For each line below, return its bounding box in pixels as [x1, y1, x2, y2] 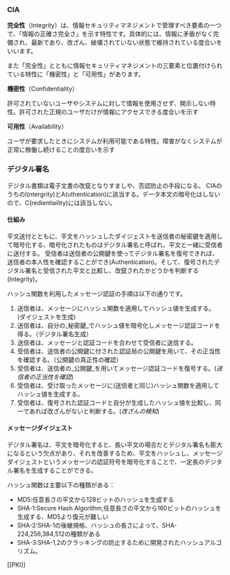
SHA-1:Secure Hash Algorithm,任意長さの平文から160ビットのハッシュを [16, 504, 222, 512]
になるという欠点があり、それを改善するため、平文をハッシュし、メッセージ [7, 449, 223, 457]
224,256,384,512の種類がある [16, 530, 101, 538]
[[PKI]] [7, 561, 26, 569]
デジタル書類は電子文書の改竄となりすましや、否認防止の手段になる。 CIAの [7, 181, 222, 189]
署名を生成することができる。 [12, 467, 97, 474]
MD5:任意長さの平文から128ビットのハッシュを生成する [16, 495, 175, 504]
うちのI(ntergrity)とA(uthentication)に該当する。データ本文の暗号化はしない [7, 190, 221, 198]
